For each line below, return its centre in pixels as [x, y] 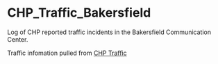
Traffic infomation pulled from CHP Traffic [67, 53]
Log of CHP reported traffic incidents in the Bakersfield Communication [109, 32]
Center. [18, 39]
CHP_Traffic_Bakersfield [79, 13]
